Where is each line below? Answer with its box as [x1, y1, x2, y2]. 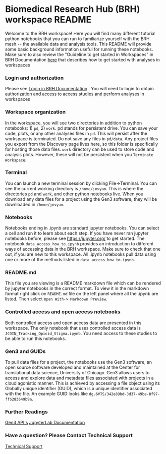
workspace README [5, 14, 92, 25]
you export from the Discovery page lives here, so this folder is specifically [5, 141, 158, 147]
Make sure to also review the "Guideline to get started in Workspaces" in [5, 51, 154, 57]
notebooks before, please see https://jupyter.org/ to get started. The [5, 235, 145, 241]
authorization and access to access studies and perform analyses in [5, 91, 145, 97]
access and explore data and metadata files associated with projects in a [5, 375, 154, 381]
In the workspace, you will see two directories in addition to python [5, 120, 142, 126]
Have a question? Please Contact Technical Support [5, 432, 133, 439]
